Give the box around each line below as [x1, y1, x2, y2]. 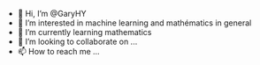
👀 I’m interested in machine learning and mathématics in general [17, 18, 252, 28]
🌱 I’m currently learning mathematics [17, 27, 152, 37]
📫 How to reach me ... [17, 47, 100, 56]
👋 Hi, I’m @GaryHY [17, 9, 87, 18]
